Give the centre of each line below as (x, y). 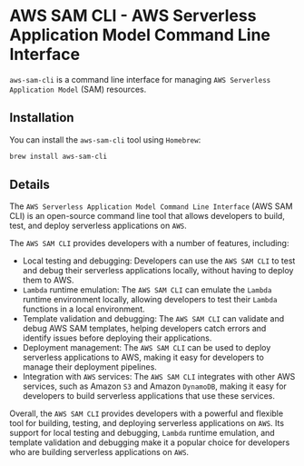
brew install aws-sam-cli (58, 156)
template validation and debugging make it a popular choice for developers (150, 442)
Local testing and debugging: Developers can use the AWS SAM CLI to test (159, 261)
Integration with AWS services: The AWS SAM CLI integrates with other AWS (159, 377)
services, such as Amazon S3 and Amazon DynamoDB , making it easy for (155, 386)
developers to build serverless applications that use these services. (148, 396)
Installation (42, 118)
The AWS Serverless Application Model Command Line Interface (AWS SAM (151, 206)
